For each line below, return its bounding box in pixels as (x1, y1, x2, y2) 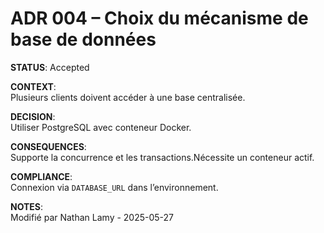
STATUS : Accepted (10, 61, 90, 73)
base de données (10, 28, 157, 51)
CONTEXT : (10, 80, 57, 92)
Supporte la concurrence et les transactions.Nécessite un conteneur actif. (10, 151, 315, 163)
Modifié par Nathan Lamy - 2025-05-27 (10, 211, 175, 223)
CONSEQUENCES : (10, 140, 87, 152)
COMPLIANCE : (10, 170, 73, 182)
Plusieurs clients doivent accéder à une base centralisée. (10, 91, 246, 103)
